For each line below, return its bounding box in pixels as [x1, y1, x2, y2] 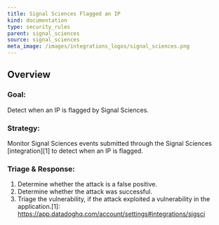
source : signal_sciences [7, 36, 80, 43]
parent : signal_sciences [7, 29, 80, 37]
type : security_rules [7, 23, 71, 30]
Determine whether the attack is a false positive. [17, 180, 158, 189]
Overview [7, 69, 51, 81]
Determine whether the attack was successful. [17, 187, 152, 196]
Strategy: [7, 123, 40, 133]
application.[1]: [17, 203, 61, 211]
